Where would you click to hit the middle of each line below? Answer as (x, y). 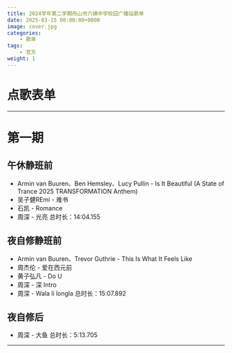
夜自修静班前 (35, 241)
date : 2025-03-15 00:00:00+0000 (54, 20)
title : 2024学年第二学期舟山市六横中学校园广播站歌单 (76, 13)
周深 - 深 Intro (37, 284)
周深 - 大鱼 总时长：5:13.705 (57, 335)
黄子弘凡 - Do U (39, 276)
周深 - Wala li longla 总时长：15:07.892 (71, 293)
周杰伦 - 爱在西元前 (45, 267)
